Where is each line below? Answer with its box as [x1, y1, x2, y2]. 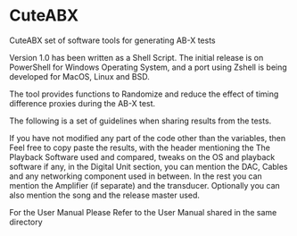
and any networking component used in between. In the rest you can [9, 171, 263, 181]
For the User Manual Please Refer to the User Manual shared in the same [9, 206, 277, 217]
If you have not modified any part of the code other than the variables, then [9, 132, 286, 143]
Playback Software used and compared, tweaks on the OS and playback [9, 151, 276, 162]
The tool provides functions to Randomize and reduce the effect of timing [9, 88, 279, 99]
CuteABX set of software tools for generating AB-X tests [9, 35, 216, 46]
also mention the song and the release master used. [9, 190, 201, 200]
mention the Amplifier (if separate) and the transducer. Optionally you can [9, 180, 281, 190]
